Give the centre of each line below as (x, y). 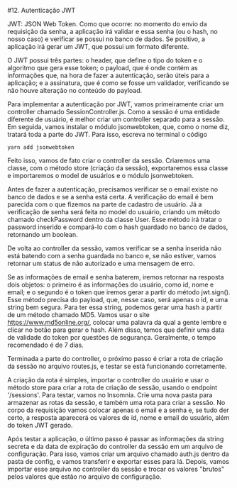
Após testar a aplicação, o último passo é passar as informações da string (116, 439)
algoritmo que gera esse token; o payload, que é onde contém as (103, 68)
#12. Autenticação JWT (42, 10)
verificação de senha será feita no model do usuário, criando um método (114, 212)
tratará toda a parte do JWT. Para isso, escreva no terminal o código (108, 134)
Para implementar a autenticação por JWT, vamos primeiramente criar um (116, 104)
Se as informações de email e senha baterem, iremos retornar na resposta (116, 277)
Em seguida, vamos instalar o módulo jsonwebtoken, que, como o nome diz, (119, 127)
